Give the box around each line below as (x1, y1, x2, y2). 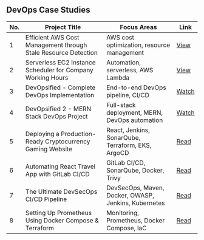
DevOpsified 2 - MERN (25, 105, 92, 113)
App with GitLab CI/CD (25, 170, 90, 178)
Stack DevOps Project (25, 112, 88, 120)
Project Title (44, 22, 81, 31)
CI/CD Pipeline (25, 194, 67, 203)
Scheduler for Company (25, 66, 94, 74)
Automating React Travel (25, 162, 96, 171)
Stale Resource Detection (25, 48, 98, 57)
